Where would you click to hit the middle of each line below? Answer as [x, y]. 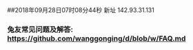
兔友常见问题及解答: [40, 29]
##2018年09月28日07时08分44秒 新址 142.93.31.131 [81, 10]
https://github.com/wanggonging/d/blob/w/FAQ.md [96, 38]
